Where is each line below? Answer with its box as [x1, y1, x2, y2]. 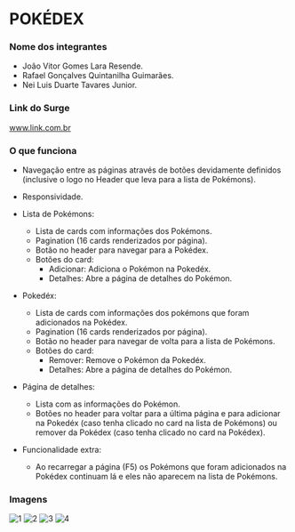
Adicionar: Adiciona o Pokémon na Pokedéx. [48, 263, 211, 275]
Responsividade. [21, 191, 84, 202]
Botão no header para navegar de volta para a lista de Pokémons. [35, 336, 275, 347]
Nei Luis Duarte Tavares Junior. [21, 80, 138, 91]
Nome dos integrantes [9, 41, 108, 53]
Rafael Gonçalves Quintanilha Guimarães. [21, 70, 174, 81]
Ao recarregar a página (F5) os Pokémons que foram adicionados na [35, 462, 287, 472]
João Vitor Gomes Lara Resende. [21, 60, 144, 71]
